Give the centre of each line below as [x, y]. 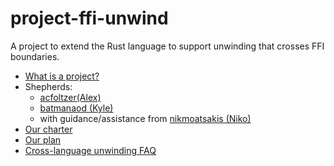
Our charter [48, 129]
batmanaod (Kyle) [76, 108]
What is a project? [62, 76]
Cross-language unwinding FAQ [90, 150]
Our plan [43, 139]
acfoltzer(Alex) [70, 97]
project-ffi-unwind [89, 18]
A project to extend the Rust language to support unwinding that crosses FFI [167, 46]
